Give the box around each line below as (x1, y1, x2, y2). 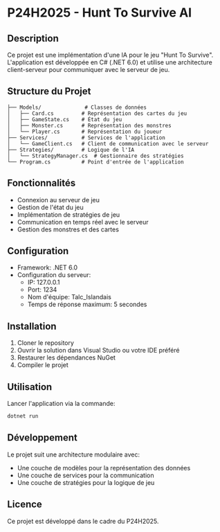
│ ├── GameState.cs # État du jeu (7, 116, 122, 123)
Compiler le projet (17, 361, 69, 369)
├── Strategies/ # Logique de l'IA (7, 146, 135, 153)
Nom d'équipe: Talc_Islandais (27, 293, 112, 301)
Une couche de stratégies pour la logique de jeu (17, 478, 155, 486)
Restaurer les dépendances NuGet (17, 353, 116, 362)
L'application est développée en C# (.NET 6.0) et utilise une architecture (7, 58, 212, 66)
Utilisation (7, 381, 53, 393)
